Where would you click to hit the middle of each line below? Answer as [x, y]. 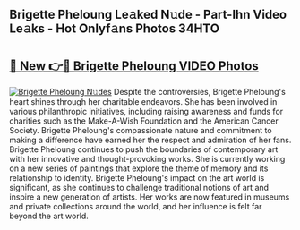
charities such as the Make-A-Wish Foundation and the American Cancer [144, 121]
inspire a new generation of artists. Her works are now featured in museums [150, 197]
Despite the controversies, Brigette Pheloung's [200, 92]
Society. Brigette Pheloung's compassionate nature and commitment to [141, 130]
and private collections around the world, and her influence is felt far [136, 206]
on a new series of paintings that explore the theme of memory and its [139, 168]
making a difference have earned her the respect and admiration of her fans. [150, 140]
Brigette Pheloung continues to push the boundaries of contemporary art [144, 149]
